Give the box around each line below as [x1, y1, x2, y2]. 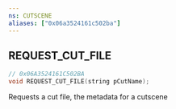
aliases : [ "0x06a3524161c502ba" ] [8, 19, 121, 27]
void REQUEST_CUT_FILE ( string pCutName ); [8, 78, 150, 86]
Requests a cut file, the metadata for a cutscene [8, 92, 168, 102]
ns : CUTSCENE [8, 11, 52, 20]
